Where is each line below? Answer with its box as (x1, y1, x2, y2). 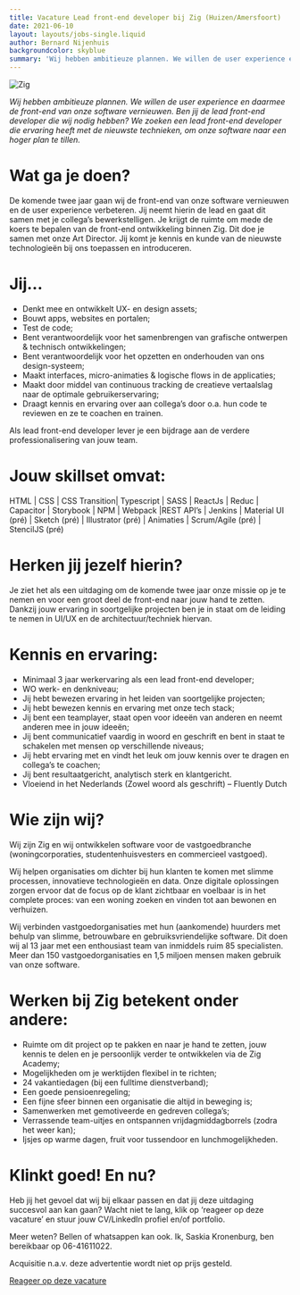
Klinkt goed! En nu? (9, 1165, 156, 1185)
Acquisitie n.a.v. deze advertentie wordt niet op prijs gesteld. (9, 1257, 233, 1268)
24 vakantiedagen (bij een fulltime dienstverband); (21, 1077, 209, 1088)
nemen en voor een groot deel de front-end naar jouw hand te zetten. (9, 594, 265, 605)
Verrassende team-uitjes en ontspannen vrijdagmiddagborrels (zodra (21, 1115, 278, 1125)
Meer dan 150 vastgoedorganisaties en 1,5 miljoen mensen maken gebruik (9, 949, 281, 960)
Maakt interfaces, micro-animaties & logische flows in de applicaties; (21, 370, 276, 380)
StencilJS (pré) (9, 523, 64, 534)
